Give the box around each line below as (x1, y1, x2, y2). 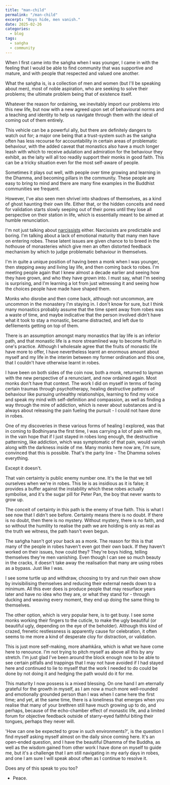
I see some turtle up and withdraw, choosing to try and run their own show (5, 574, 161, 581)
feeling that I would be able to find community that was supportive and (5, 65, 153, 71)
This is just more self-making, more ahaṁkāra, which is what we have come (5, 643, 164, 649)
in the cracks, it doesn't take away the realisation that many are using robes (5, 559, 163, 566)
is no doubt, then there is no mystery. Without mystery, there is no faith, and (5, 517, 164, 523)
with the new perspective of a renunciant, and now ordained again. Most (5, 375, 157, 381)
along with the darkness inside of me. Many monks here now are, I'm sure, (5, 444, 161, 450)
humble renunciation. (5, 217, 50, 223)
